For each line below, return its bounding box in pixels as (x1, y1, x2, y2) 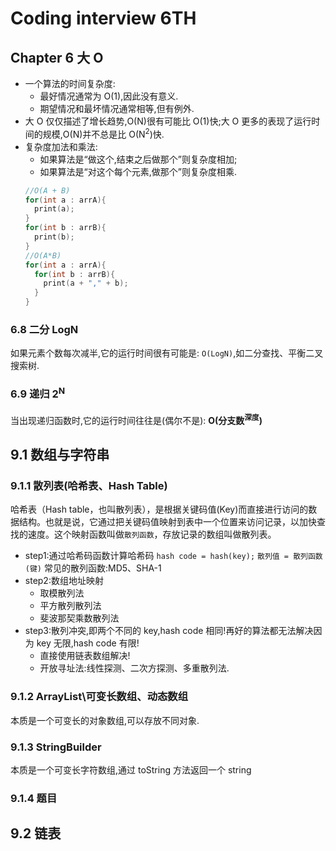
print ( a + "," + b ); (43, 278, 129, 289)
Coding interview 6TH (10, 7, 197, 30)
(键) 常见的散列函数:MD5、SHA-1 (24, 562, 162, 574)
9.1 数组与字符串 (10, 447, 110, 464)
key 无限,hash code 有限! (36, 637, 140, 649)
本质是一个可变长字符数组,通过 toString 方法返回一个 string (10, 764, 252, 776)
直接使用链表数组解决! (39, 650, 131, 662)
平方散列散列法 (39, 600, 102, 612)
